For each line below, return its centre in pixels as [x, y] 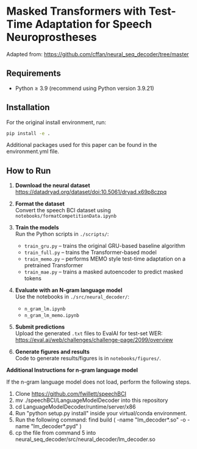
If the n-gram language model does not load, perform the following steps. [99, 382]
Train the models [37, 228]
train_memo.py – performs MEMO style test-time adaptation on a [105, 259]
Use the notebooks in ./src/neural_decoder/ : [72, 297]
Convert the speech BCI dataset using [63, 210]
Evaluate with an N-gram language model [69, 290]
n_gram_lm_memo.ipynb [52, 316]
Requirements [34, 74]
